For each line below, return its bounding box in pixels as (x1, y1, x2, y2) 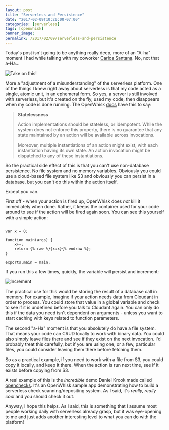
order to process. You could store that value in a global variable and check (5, 299, 160, 305)
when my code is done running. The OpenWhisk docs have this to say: (5, 101, 152, 107)
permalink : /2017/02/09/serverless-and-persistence (5, 36, 116, 41)
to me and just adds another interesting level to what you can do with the (5, 414, 157, 420)
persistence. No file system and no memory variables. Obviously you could (5, 168, 161, 174)
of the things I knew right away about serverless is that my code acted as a (5, 85, 161, 91)
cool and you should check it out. (5, 393, 75, 399)
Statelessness (17, 111, 49, 117)
